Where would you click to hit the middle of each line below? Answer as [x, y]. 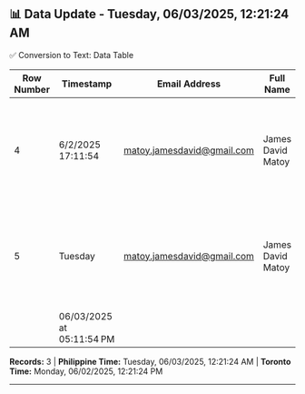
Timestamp [87, 84]
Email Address [189, 84]
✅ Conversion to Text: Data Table [72, 55]
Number [32, 89]
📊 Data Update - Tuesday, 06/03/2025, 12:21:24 [149, 14]
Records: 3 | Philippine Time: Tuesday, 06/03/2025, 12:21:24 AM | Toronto [150, 361]
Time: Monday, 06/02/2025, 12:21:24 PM [86, 371]
